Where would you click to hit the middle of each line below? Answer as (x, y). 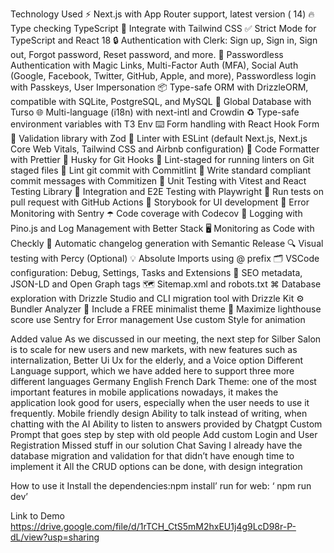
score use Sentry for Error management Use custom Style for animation (158, 319)
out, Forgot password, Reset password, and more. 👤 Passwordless (147, 54)
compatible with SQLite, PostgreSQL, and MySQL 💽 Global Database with (161, 101)
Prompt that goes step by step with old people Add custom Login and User (164, 434)
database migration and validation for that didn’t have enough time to (152, 456)
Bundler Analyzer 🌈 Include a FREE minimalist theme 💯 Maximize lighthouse (166, 309)
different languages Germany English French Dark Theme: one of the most (163, 381)
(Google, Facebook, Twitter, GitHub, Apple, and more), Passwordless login (163, 76)
